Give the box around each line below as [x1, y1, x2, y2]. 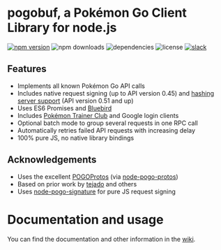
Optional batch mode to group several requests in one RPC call [17, 119, 199, 127]
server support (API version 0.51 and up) [17, 96, 134, 105]
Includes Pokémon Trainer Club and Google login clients [17, 111, 179, 119]
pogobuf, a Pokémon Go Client [7, 5, 187, 21]
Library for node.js [7, 20, 117, 36]
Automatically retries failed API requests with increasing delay [17, 126, 196, 134]
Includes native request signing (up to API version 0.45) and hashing [17, 89, 215, 97]
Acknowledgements [7, 154, 97, 166]
